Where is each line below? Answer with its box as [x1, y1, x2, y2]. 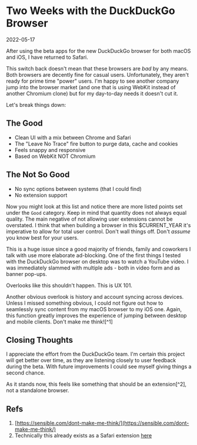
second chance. [6, 369, 45, 376]
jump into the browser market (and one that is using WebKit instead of [6, 83, 176, 90]
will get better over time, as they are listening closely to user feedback [6, 357, 176, 364]
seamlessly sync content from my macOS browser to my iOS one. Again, [6, 305, 182, 312]
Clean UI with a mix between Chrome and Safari [14, 134, 131, 141]
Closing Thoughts [6, 335, 74, 345]
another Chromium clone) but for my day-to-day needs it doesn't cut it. [6, 90, 178, 97]
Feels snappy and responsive [14, 146, 86, 153]
